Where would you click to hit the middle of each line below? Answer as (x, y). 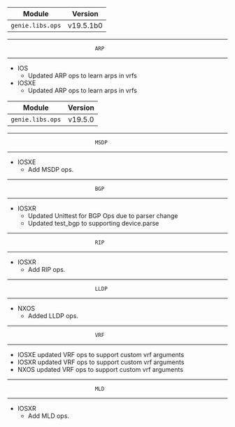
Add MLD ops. (49, 416)
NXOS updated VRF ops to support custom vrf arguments (100, 369)
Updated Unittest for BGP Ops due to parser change (103, 216)
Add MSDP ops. (51, 169)
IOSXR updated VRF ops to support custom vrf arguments (101, 362)
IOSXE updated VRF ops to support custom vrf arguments (101, 355)
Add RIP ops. (47, 269)
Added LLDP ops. (53, 316)
